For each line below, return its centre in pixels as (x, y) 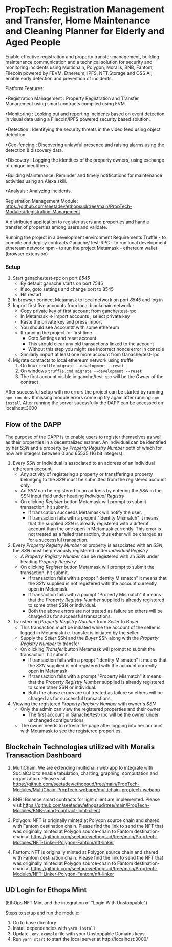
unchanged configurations (56, 720)
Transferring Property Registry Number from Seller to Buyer (76, 622)
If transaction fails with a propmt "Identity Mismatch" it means (93, 518)
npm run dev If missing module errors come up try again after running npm (82, 398)
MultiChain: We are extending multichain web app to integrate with (83, 767)
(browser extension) (27, 254)
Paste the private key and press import (61, 322)
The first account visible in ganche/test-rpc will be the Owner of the (92, 377)
